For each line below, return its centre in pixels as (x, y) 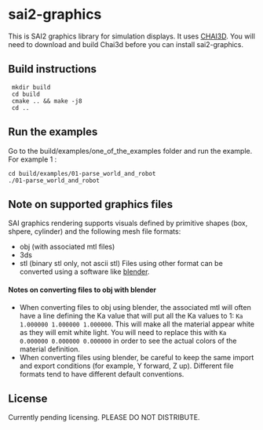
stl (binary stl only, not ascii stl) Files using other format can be (121, 264)
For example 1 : (33, 159)
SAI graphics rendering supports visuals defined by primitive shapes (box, (128, 223)
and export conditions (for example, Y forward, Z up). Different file (126, 366)
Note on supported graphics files (91, 204)
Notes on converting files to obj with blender (82, 290)
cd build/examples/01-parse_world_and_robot (82, 173)
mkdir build (31, 87)
